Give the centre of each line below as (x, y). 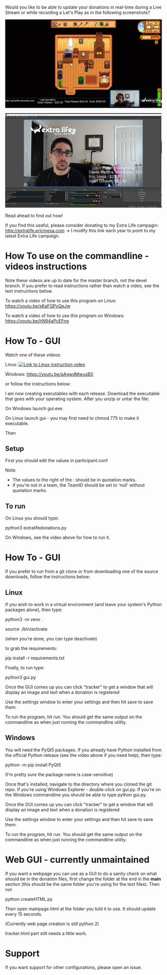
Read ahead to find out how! (34, 215)
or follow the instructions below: (38, 384)
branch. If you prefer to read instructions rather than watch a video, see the (82, 286)
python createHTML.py (29, 899)
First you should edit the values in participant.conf (57, 461)
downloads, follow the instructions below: (48, 577)
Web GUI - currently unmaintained (78, 860)
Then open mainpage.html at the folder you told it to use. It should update (81, 909)
